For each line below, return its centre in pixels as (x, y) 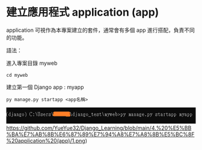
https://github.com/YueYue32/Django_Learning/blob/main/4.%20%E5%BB (99, 128)
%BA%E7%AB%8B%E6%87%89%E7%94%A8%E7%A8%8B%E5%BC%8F (100, 134)
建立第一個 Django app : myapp (45, 87)
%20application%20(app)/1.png (46, 141)
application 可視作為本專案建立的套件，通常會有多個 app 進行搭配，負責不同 (101, 30)
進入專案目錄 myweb (32, 63)
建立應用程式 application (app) (83, 12)
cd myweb (17, 75)
